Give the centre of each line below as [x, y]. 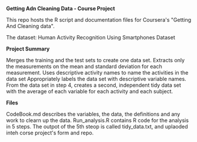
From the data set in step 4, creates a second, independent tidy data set [94, 85]
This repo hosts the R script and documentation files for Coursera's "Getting [99, 20]
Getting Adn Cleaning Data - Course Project [60, 9]
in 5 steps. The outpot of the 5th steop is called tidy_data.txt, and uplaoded [97, 126]
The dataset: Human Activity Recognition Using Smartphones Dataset [91, 37]
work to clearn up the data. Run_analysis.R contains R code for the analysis [97, 120]
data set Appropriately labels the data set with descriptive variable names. [96, 79]
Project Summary [28, 49]
